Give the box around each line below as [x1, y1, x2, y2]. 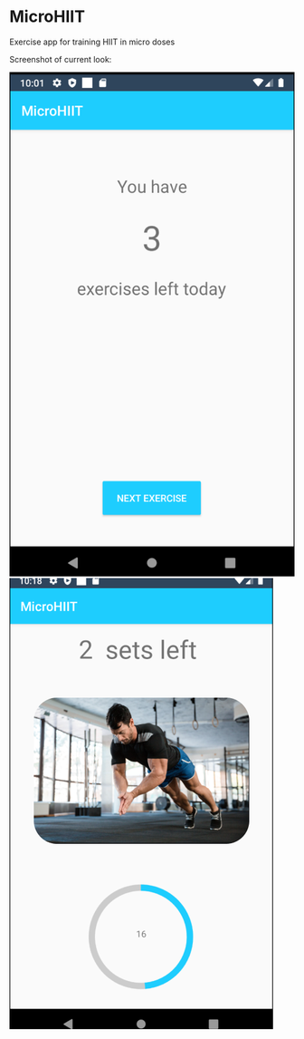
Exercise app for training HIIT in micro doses [9, 36, 176, 47]
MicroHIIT [9, 6, 86, 27]
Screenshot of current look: [9, 53, 112, 64]
